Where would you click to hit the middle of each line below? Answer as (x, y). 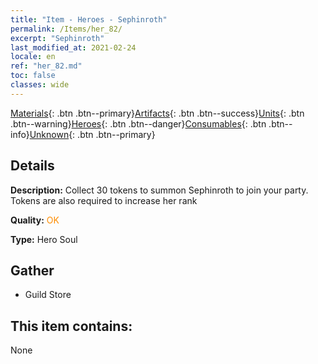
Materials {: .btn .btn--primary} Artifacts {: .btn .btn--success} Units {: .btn (157, 113)
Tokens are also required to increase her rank (104, 200)
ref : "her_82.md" (46, 66)
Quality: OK (35, 220)
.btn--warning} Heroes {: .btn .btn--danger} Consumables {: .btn (138, 123)
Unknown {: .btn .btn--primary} (92, 134)
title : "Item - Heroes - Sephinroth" (89, 19)
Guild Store (48, 295)
